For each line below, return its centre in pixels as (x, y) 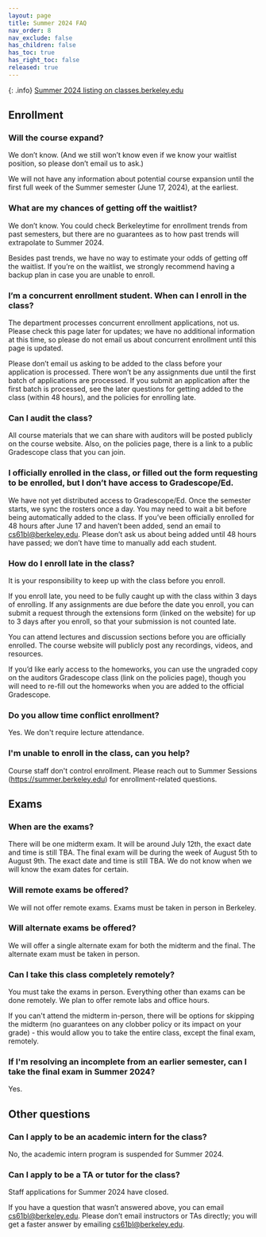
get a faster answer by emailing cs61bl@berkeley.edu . (96, 1224)
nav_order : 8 (30, 30)
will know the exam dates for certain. (69, 870)
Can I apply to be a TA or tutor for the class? (94, 1174)
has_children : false (42, 45)
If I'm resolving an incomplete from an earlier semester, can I (128, 1062)
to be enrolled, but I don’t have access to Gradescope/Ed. (121, 483)
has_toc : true (32, 53)
